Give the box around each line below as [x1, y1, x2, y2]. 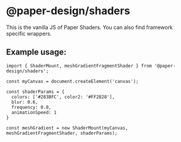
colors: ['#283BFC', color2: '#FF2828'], [11, 93, 115, 100]
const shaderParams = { [6, 89, 65, 95]
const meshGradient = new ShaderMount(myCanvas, [6, 125, 128, 131]
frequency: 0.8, [11, 104, 51, 110]
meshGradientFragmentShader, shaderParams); [6, 130, 118, 136]
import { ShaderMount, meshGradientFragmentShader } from [6, 63, 152, 69]
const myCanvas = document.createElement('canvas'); [6, 78, 139, 84]
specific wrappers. [6, 30, 52, 37]
